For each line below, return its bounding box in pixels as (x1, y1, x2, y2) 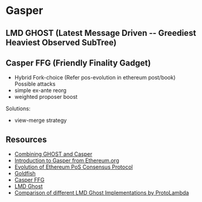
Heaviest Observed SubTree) (5, 37, 117, 47)
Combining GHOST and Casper (14, 150, 93, 158)
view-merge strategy (14, 116, 67, 124)
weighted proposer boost (14, 93, 78, 101)
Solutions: (5, 105, 31, 112)
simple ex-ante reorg (14, 87, 67, 94)
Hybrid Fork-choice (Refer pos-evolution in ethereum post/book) (14, 74, 176, 81)
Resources (5, 134, 47, 144)
